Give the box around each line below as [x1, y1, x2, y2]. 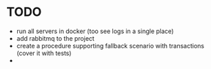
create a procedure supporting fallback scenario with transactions [16, 41, 205, 50]
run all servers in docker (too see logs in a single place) [16, 27, 174, 35]
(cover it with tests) [16, 49, 72, 57]
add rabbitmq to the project [16, 34, 94, 42]
